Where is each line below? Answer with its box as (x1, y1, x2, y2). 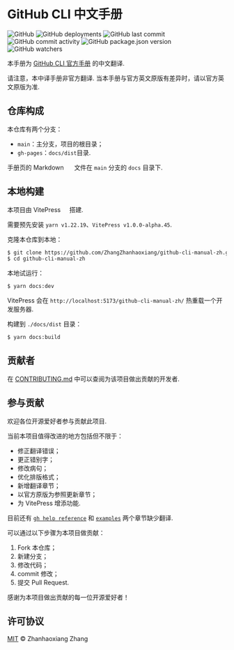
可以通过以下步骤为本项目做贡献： (7, 528, 105, 537)
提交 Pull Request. (17, 578, 70, 587)
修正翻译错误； (17, 446, 61, 455)
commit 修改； (17, 569, 59, 577)
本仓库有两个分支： (7, 125, 63, 133)
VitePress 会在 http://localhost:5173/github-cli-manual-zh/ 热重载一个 (7, 296, 217, 305)
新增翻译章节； (17, 481, 61, 490)
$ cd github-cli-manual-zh (7, 255, 86, 262)
